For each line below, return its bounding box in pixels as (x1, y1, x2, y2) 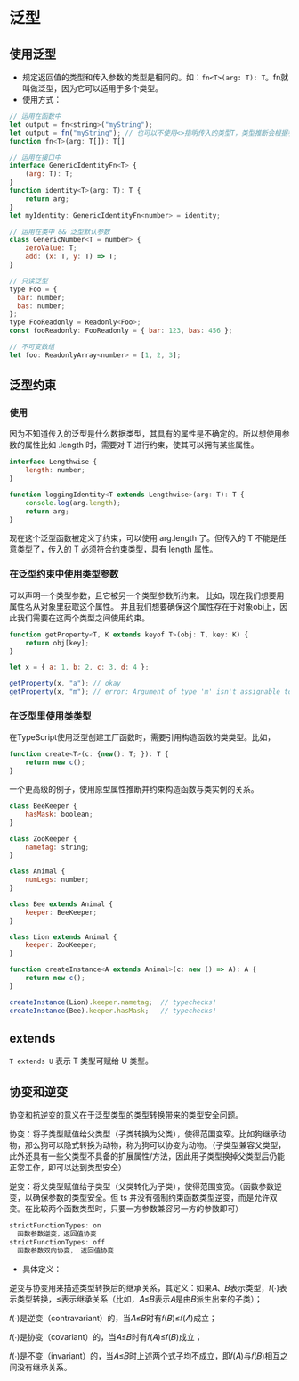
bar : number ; (17, 293, 66, 302)
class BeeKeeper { (9, 802, 77, 811)
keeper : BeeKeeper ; (25, 908, 98, 917)
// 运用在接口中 (9, 153, 61, 162)
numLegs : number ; (25, 876, 90, 885)
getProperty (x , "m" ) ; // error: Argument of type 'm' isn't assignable (9, 687, 280, 696)
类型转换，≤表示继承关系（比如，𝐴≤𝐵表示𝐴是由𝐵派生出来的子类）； (16, 1294, 263, 1304)
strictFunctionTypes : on (9, 1221, 101, 1230)
